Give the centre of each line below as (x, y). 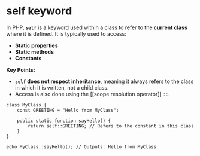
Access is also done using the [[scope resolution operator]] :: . (92, 94)
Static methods (34, 51)
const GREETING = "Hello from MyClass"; (68, 110)
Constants (28, 58)
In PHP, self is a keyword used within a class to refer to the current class (97, 27)
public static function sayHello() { (64, 121)
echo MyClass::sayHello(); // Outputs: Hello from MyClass (81, 147)
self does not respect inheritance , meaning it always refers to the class (104, 81)
